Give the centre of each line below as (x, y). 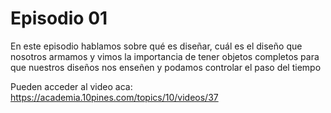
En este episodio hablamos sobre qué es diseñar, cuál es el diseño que (156, 46)
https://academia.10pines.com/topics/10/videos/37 (114, 97)
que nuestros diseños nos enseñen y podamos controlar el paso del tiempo (166, 67)
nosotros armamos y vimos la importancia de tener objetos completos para (165, 56)
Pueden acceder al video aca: (71, 86)
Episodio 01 (59, 18)
